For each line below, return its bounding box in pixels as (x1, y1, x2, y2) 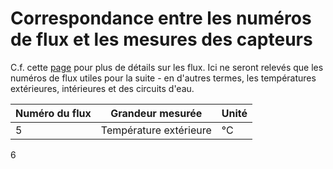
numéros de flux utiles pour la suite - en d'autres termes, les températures (10, 72, 317, 84)
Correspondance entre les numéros (10, 7, 312, 30)
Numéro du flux (15, 106, 92, 120)
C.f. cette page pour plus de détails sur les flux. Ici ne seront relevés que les (10, 61, 324, 73)
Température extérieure (100, 123, 212, 137)
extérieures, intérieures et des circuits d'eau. (10, 82, 195, 94)
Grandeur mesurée (110, 106, 203, 120)
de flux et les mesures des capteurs (10, 28, 313, 51)
